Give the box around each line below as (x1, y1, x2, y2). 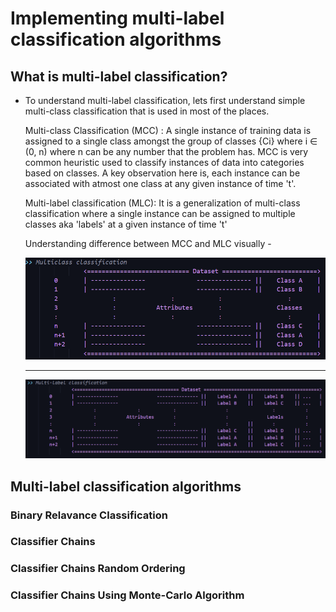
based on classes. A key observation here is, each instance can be (24, 167, 301, 179)
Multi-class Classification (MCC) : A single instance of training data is (24, 125, 312, 136)
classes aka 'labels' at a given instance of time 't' (24, 218, 228, 230)
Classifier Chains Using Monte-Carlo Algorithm (10, 588, 245, 602)
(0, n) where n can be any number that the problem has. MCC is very (24, 146, 309, 157)
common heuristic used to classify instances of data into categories (24, 157, 305, 168)
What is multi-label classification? (10, 68, 228, 85)
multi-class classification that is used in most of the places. (24, 105, 270, 117)
